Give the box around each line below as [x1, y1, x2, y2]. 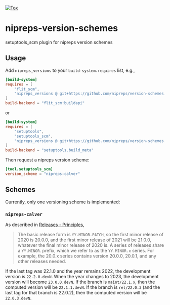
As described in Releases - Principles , [5, 222, 84, 228]
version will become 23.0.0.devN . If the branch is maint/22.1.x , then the [5, 279, 155, 285]
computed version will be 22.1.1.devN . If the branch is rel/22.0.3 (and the [5, 284, 160, 290]
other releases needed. [17, 258, 66, 264]
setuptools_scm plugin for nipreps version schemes [5, 39, 113, 45]
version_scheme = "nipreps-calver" [5, 171, 80, 177]
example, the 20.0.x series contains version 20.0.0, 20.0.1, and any [17, 253, 157, 259]
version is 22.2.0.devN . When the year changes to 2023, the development [5, 273, 159, 279]
